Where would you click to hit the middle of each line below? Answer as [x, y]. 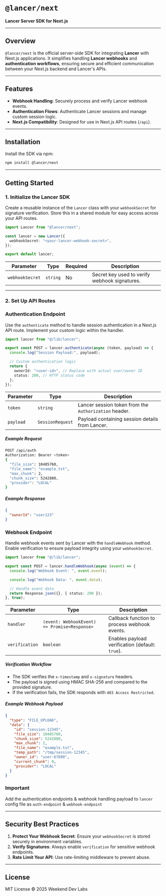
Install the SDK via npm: [29, 154]
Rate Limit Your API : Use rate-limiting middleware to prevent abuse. [81, 857]
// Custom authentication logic [43, 362]
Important [17, 788]
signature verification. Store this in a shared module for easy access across [82, 213]
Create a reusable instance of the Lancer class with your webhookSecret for [81, 207]
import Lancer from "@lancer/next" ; [43, 227]
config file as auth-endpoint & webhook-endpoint [54, 804]
